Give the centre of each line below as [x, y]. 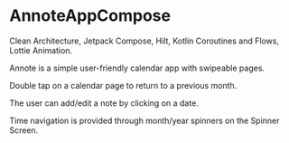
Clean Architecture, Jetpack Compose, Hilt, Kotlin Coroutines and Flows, [144, 41]
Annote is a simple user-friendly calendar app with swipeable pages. [137, 68]
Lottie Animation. [41, 50]
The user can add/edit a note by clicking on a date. [104, 103]
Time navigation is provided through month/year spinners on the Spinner [144, 120]
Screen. [24, 130]
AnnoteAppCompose [90, 16]
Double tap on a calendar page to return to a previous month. [123, 85]
